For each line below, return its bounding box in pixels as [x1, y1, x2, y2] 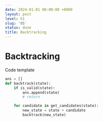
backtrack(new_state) [22, 113, 67, 118]
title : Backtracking [5, 30, 47, 35]
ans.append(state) [22, 90, 60, 95]
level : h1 [5, 16, 25, 21]
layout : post [5, 12, 32, 17]
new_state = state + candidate [22, 108, 86, 113]
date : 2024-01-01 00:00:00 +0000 [5, 7, 73, 12]
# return [22, 95, 40, 100]
